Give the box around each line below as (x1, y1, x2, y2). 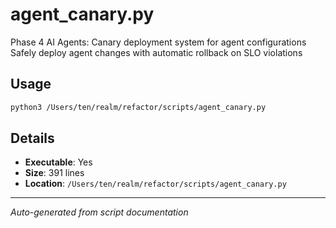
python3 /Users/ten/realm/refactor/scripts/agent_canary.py (10, 102, 267, 112)
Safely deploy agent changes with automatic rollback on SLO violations (10, 46, 303, 58)
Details (10, 130, 55, 147)
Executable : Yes (24, 156, 93, 168)
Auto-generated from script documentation (10, 206, 189, 218)
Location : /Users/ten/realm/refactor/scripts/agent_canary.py (24, 178, 287, 190)
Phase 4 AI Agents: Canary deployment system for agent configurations (10, 36, 307, 48)
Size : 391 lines (24, 167, 85, 179)
